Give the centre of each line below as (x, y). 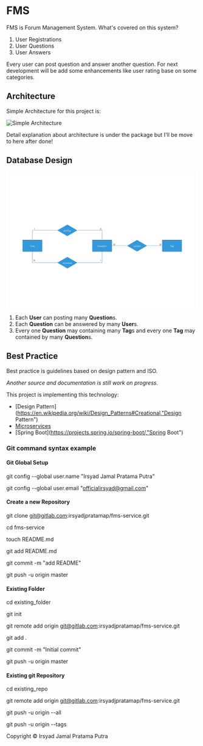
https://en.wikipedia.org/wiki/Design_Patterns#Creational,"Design (99, 413)
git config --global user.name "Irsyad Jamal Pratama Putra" (81, 476)
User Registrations (38, 39)
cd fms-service (26, 527)
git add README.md (32, 551)
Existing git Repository (36, 675)
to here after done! (30, 141)
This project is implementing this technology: (63, 394)
